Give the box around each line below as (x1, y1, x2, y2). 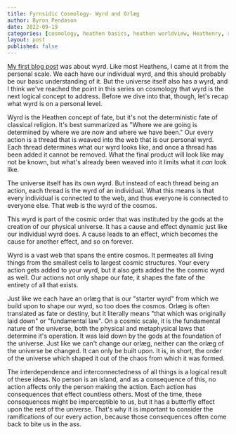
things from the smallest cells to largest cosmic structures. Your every (7, 258, 210, 267)
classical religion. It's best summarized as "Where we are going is (7, 121, 198, 129)
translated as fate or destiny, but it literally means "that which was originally (7, 310, 226, 317)
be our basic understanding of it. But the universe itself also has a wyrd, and (7, 77, 228, 85)
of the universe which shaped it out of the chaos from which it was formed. (7, 354, 225, 362)
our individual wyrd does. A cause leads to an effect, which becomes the (7, 230, 218, 238)
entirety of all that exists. (7, 281, 79, 289)
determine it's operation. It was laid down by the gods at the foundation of (7, 331, 222, 340)
